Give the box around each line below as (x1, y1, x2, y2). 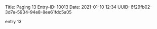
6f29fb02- (130, 4, 152, 10)
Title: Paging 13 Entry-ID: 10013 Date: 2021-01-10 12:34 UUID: (5, 4, 130, 10)
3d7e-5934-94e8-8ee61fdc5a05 (5, 9, 72, 15)
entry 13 (5, 19, 22, 24)
